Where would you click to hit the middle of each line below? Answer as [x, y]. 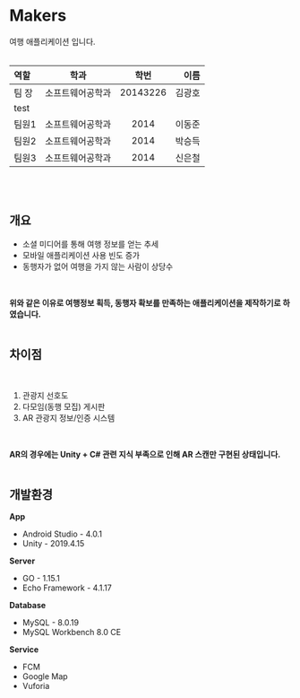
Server [22, 561]
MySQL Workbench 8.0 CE [72, 633]
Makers [38, 16]
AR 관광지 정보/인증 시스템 [69, 417]
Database [28, 606]
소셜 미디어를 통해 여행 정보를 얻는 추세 [90, 244]
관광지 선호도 [45, 395]
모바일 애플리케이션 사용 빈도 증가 [81, 255]
